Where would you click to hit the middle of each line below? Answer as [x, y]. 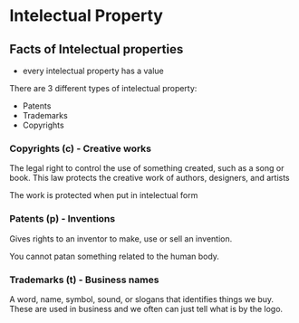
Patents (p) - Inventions [63, 219]
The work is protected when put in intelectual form [104, 195]
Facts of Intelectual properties [96, 49]
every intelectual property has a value [93, 71]
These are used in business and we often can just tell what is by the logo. [146, 309]
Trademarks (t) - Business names [84, 280]
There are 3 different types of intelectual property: [103, 88]
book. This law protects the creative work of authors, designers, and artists [149, 178]
